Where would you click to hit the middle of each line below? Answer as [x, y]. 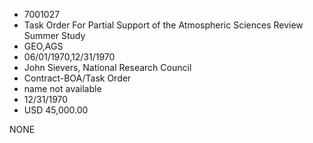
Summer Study [54, 35]
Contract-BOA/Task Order [77, 78]
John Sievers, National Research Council [107, 67]
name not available [62, 88]
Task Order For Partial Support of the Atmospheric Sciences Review [163, 25]
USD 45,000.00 [56, 110]
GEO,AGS [43, 46]
